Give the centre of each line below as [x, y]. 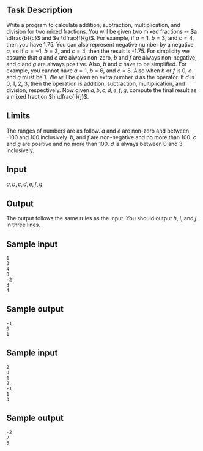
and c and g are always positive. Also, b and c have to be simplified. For [97, 64]
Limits [18, 116]
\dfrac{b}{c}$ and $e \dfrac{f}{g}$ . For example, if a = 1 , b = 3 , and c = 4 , [100, 38]
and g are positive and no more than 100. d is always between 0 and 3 [94, 144]
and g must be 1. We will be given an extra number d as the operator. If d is [100, 77]
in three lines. [24, 225]
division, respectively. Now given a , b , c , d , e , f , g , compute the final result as [102, 90]
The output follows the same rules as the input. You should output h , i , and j [102, 218]
